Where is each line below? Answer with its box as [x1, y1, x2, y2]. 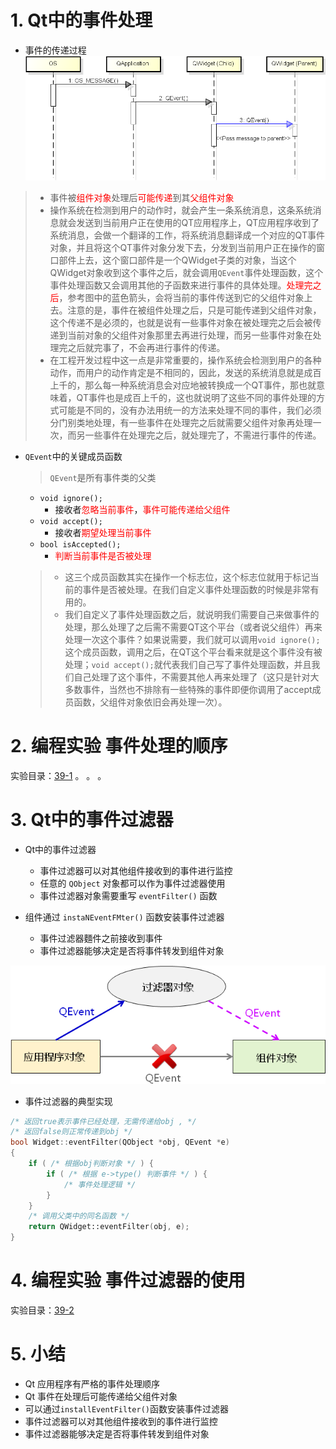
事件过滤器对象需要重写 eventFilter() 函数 [39, 889, 218, 901]
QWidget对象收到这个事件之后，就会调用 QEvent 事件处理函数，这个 [49, 266, 324, 278]
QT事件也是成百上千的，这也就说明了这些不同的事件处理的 [76, 391, 317, 403]
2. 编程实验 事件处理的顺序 [10, 735, 228, 758]
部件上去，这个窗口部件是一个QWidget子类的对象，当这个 [58, 254, 297, 266]
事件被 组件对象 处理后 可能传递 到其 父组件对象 [49, 191, 235, 203]
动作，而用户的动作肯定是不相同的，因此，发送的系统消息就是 [49, 366, 305, 378]
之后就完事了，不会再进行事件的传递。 [67, 341, 226, 353]
